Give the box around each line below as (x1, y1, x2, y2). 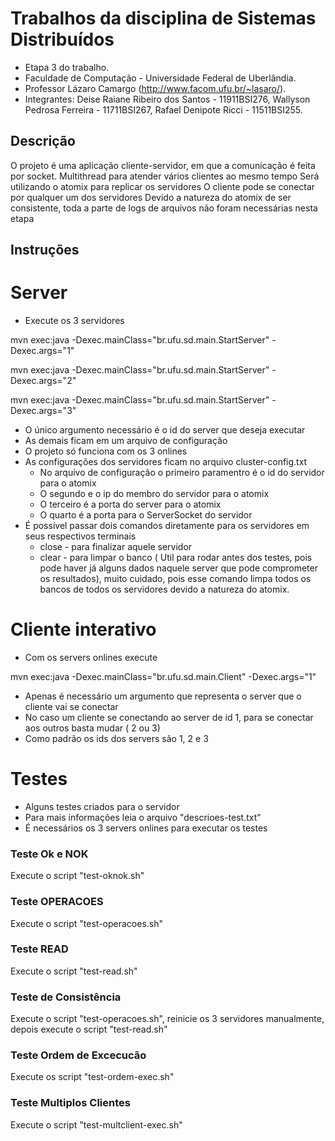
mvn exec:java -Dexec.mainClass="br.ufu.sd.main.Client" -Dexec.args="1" (10, 671, 317, 683)
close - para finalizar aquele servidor (39, 541, 193, 553)
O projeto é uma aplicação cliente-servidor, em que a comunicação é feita (10, 159, 316, 171)
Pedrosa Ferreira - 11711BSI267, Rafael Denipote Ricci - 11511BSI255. (24, 103, 303, 116)
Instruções (10, 242, 80, 259)
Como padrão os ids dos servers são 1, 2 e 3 (24, 733, 209, 745)
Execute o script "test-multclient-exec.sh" (10, 1118, 183, 1131)
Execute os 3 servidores (24, 315, 125, 327)
